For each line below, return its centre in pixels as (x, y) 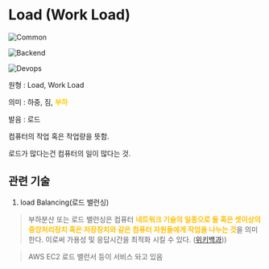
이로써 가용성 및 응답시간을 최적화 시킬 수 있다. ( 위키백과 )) (136, 239)
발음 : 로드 (25, 119)
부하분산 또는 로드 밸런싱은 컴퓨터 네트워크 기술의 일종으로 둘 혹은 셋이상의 (145, 219)
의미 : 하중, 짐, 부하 (38, 101)
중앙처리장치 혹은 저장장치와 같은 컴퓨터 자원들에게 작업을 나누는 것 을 (135, 229)
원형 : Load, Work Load (46, 85)
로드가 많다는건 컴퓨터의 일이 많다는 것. (70, 153)
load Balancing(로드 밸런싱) (64, 202)
